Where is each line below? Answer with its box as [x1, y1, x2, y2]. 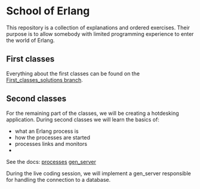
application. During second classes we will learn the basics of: [6, 115, 159, 123]
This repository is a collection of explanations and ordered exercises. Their [6, 24, 190, 31]
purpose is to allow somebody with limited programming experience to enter [6, 30, 194, 37]
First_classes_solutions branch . [6, 76, 83, 83]
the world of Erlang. [6, 36, 55, 44]
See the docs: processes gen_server [6, 158, 97, 165]
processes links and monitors [14, 140, 88, 147]
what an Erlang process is [14, 127, 79, 135]
